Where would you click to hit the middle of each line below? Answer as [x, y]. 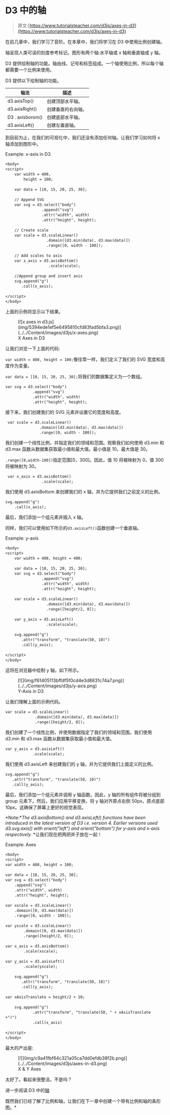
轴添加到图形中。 [23, 144]
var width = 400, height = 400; [48, 558]
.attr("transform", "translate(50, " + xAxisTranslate [92, 1012]
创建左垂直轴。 [63, 125]
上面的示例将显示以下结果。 [34, 312]
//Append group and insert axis [48, 276]
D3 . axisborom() [25, 117]
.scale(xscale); [41, 951]
